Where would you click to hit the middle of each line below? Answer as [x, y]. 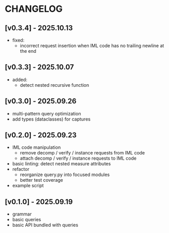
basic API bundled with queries [45, 225]
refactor [21, 169]
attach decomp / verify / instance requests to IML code [78, 158]
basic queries [27, 220]
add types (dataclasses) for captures [51, 119]
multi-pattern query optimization [46, 113]
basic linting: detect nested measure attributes [61, 164]
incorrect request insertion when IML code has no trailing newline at [92, 46]
